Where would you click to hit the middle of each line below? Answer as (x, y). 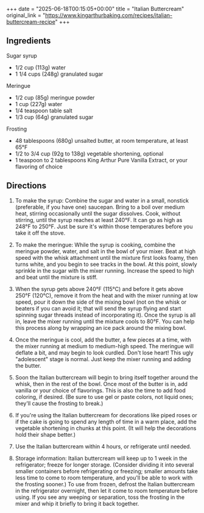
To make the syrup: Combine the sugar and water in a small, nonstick (102, 200)
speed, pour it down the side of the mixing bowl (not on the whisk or (101, 302)
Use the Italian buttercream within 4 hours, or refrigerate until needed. (103, 446)
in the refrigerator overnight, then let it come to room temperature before (106, 490)
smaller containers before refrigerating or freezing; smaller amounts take (106, 471)
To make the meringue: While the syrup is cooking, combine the (95, 245)
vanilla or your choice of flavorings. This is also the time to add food (100, 390)
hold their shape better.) (45, 434)
